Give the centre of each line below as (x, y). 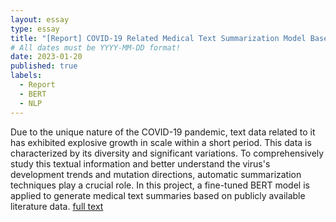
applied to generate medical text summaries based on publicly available (158, 195)
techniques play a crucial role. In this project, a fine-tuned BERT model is (160, 185)
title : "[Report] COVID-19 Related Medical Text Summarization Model (158, 38)
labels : (26, 76)
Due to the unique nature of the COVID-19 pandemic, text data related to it (163, 132)
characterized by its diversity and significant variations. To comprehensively (167, 153)
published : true (44, 66)
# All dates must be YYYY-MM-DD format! (96, 47)
